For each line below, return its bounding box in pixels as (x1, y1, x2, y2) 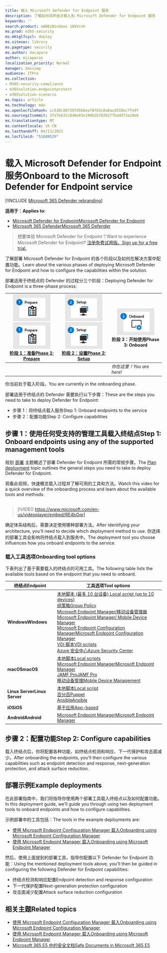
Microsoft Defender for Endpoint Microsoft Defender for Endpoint (12, 218, 145, 224)
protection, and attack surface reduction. (5, 765, 89, 771)
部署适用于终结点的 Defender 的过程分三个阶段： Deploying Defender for (5, 277, 153, 283)
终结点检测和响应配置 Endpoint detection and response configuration (12, 876, 153, 882)
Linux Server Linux (7, 688, 46, 694)
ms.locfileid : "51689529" (5, 134, 59, 139)
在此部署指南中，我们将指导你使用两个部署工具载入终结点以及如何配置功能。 (5, 795, 162, 801)
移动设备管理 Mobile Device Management (57, 677, 141, 683)
